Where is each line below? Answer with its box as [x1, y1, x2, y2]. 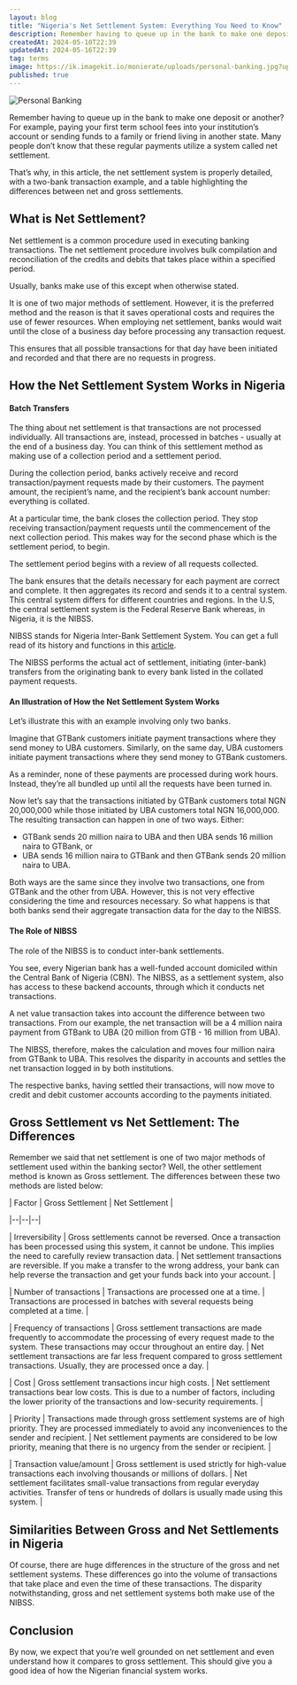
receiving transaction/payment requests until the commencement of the [9, 523, 271, 533]
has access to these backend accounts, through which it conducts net [9, 981, 265, 992]
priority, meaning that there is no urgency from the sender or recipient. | [9, 1441, 271, 1453]
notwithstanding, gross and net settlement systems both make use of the [9, 1588, 276, 1599]
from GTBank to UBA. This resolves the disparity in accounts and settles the [9, 1053, 286, 1064]
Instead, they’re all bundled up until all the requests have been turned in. [9, 779, 272, 789]
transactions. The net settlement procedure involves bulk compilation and [9, 245, 278, 255]
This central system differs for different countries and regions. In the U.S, [9, 594, 276, 605]
